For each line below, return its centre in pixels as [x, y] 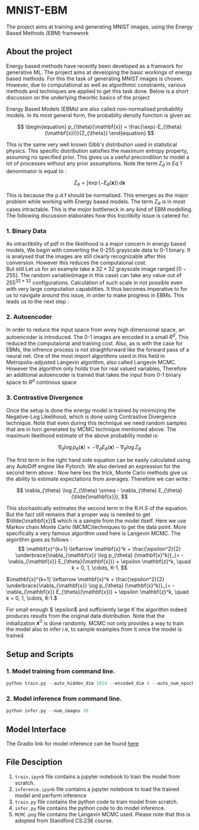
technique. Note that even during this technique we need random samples [97, 423]
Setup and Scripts [40, 654]
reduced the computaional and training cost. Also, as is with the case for [94, 344]
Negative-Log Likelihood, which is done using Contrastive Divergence [91, 416]
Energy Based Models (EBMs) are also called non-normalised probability [95, 109]
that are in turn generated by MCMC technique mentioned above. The [91, 429]
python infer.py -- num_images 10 [47, 711]
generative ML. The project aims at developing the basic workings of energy [99, 72]
